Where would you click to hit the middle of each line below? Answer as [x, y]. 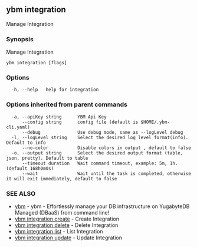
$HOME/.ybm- [155, 122]
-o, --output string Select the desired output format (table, [97, 153]
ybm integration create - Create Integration [67, 219]
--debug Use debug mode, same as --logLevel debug [102, 132]
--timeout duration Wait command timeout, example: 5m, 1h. [100, 163]
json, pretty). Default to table [47, 158]
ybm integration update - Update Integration [68, 238]
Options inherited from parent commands [67, 104]
